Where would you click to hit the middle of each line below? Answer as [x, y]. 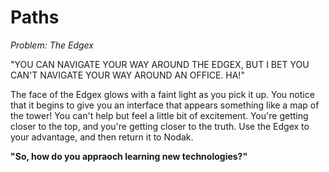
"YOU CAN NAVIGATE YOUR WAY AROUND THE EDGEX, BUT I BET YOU [160, 64]
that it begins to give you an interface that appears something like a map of [165, 105]
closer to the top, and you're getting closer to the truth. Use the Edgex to [160, 126]
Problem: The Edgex [52, 45]
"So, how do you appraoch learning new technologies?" [129, 156]
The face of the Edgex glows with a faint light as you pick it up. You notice [162, 94]
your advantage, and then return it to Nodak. [102, 137]
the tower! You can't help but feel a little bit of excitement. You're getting [159, 115]
